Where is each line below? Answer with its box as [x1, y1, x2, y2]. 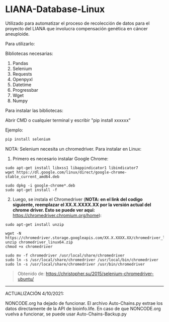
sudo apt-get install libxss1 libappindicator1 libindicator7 [5, 165, 138, 170]
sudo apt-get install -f [5, 187, 57, 192]
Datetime [12, 82, 32, 88]
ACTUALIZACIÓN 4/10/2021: [5, 290, 64, 296]
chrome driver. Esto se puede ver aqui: [12, 207, 96, 213]
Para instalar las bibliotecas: [5, 107, 64, 113]
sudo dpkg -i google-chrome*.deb [5, 183, 75, 188]
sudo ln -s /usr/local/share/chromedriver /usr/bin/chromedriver [5, 262, 145, 267]
